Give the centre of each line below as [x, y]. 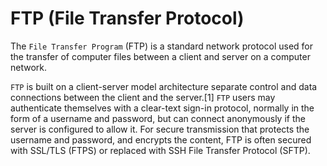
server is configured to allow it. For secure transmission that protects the [160, 129]
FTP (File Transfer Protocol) [127, 18]
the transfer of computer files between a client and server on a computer [160, 56]
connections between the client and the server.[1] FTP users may [143, 97]
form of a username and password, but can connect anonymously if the [158, 118]
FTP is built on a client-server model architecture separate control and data [164, 86]
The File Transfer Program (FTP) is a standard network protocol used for [162, 46]
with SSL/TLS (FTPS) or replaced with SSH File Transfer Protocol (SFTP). [160, 150]
